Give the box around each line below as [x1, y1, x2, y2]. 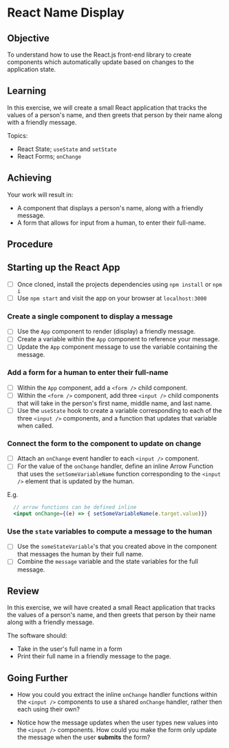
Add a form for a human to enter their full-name [7, 367, 168, 377]
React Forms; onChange [17, 152, 81, 160]
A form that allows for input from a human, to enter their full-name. [17, 219, 206, 227]
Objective [7, 32, 50, 44]
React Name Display [7, 5, 125, 21]
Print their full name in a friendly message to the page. [17, 652, 172, 660]
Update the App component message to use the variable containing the [17, 343, 218, 351]
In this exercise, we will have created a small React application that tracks [7, 603, 215, 611]
